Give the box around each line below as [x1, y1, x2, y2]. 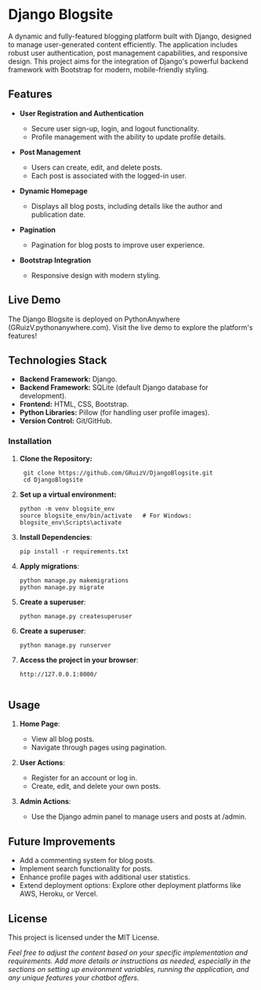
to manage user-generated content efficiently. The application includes [8, 39, 237, 49]
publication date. [31, 210, 86, 219]
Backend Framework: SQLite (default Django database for [19, 383, 209, 392]
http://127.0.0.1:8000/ [19, 670, 98, 678]
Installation [8, 436, 53, 447]
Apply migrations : [19, 561, 80, 570]
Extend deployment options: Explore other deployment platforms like [19, 881, 241, 890]
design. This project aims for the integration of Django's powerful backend [8, 57, 248, 66]
